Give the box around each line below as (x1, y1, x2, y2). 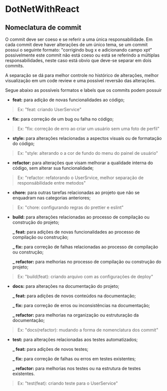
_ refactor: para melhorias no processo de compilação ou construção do (12, 259, 162, 264)
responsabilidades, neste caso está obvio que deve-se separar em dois (5, 58, 152, 63)
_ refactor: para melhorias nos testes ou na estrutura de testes (12, 366, 141, 371)
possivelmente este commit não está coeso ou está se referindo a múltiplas (5, 52, 160, 58)
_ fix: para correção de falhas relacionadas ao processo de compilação (12, 244, 158, 250)
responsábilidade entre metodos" (17, 180, 86, 186)
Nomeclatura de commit (5, 23, 82, 32)
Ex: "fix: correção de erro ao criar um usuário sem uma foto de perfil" (17, 126, 160, 131)
